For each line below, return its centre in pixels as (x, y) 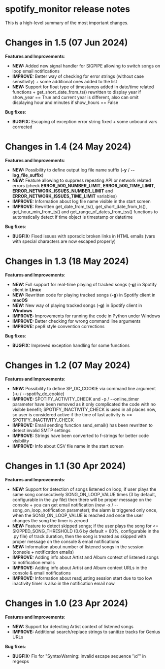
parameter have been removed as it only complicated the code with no (84, 404)
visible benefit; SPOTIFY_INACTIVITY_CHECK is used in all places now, (84, 409)
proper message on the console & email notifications (66, 541)
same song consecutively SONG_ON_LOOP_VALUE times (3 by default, (84, 494)
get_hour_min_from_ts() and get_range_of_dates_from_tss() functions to (85, 212)
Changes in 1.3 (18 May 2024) (67, 261)
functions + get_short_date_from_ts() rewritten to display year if (77, 92)
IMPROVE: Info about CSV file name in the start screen (68, 446)
